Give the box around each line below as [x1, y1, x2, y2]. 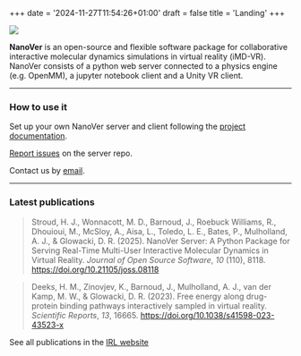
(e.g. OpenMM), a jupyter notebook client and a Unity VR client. [9, 71, 244, 81]
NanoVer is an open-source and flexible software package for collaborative [9, 42, 288, 52]
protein [30, 300, 58, 311]
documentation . [9, 131, 68, 141]
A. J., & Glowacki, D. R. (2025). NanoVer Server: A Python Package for [30, 235, 290, 246]
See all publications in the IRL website [9, 336, 150, 347]
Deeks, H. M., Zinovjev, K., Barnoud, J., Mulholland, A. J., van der [30, 281, 271, 292]
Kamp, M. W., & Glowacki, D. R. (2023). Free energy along [30, 291, 245, 301]
